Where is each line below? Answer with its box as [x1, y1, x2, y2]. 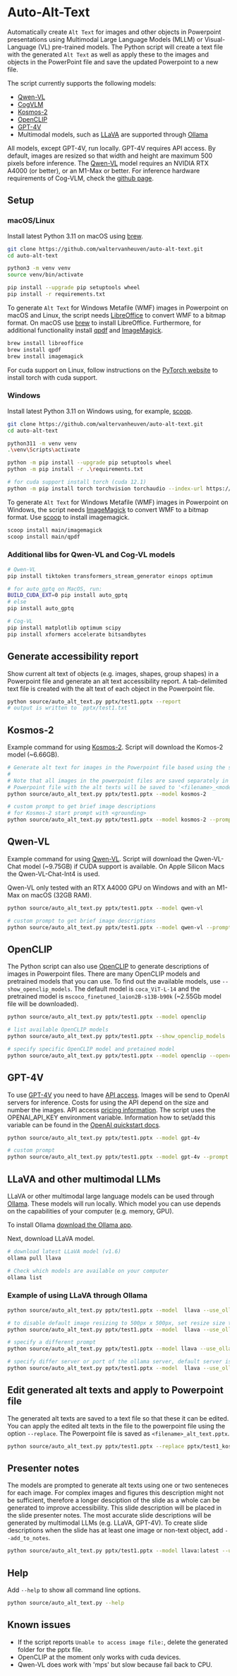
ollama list [7, 1274, 42, 1281]
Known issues [7, 1619, 71, 1631]
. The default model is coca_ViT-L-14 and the [70, 984, 200, 994]
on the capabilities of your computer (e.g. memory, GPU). [7, 1206, 174, 1215]
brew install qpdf [7, 346, 61, 354]
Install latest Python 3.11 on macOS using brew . [7, 231, 143, 240]
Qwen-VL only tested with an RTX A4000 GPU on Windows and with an [7, 883, 215, 892]
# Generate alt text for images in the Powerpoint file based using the [7, 764, 226, 772]
